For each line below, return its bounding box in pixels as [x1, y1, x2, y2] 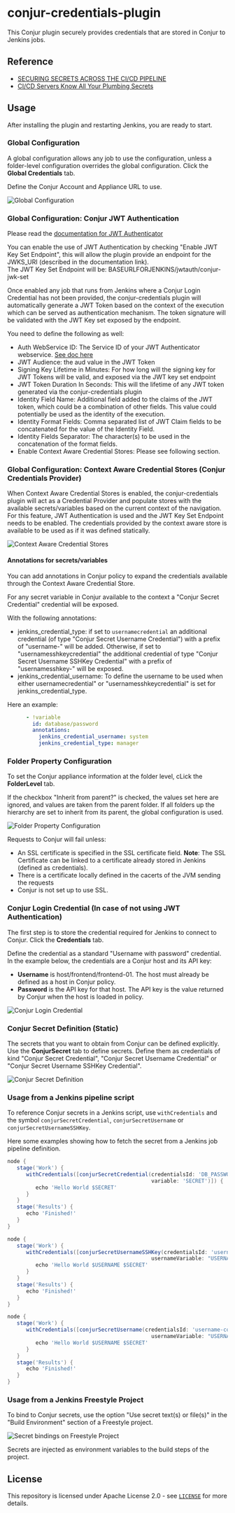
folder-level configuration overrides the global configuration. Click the [7, 161, 208, 169]
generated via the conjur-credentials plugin [17, 388, 142, 396]
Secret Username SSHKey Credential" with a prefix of [17, 656, 173, 666]
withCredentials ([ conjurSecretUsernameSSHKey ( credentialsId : [25, 1248, 208, 1255]
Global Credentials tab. [7, 169, 76, 177]
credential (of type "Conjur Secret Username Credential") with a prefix [17, 635, 220, 643]
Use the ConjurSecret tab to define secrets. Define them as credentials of [7, 1046, 221, 1055]
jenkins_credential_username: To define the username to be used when [17, 672, 224, 680]
